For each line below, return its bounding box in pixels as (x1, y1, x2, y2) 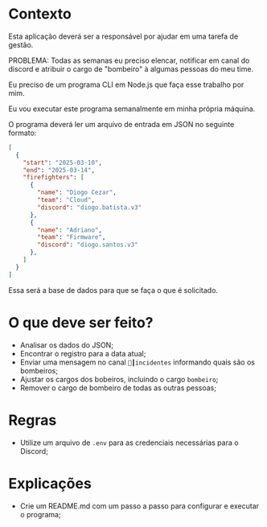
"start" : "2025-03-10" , (23, 159, 103, 167)
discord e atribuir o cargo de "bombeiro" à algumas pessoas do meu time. (8, 64, 254, 73)
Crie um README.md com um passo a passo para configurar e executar (19, 500, 260, 511)
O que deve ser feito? (8, 313, 154, 331)
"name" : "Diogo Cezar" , (37, 188, 117, 197)
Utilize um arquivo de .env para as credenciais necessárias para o (19, 438, 239, 447)
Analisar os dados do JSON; (19, 340, 114, 350)
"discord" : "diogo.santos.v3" (37, 241, 138, 249)
